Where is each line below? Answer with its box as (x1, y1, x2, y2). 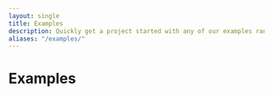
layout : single (8, 11, 60, 20)
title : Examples (8, 19, 63, 28)
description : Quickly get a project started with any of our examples (8, 27, 253, 35)
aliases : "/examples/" (8, 34, 85, 43)
